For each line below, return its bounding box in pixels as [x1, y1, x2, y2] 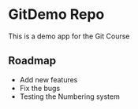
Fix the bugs [19, 83, 61, 93]
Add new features [19, 74, 78, 84]
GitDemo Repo [8, 5, 105, 24]
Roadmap [8, 54, 57, 67]
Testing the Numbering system [19, 92, 120, 101]
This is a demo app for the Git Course [8, 31, 130, 41]
